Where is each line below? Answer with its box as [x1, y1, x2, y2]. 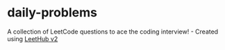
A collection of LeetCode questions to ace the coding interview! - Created [7, 27, 219, 36]
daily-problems [7, 5, 97, 21]
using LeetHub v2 [7, 34, 58, 42]
